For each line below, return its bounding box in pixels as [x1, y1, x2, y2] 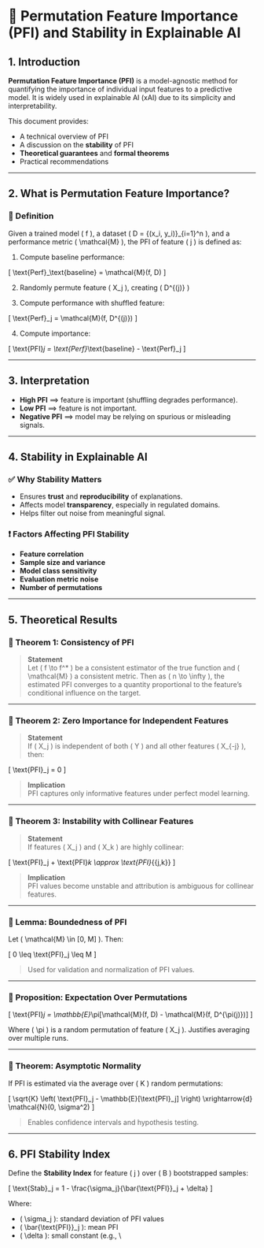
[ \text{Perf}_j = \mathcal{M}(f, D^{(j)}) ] [8, 313, 137, 322]
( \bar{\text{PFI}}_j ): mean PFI [19, 1223, 119, 1232]
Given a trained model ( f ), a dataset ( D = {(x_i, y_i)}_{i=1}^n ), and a [8, 228, 230, 238]
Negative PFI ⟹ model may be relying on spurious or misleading [19, 411, 231, 421]
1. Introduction [8, 55, 80, 69]
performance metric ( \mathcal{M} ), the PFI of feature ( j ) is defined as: [8, 236, 242, 247]
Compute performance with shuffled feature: [19, 298, 165, 307]
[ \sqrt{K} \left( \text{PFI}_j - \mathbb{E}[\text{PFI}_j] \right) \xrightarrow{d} [8, 1094, 253, 1103]
